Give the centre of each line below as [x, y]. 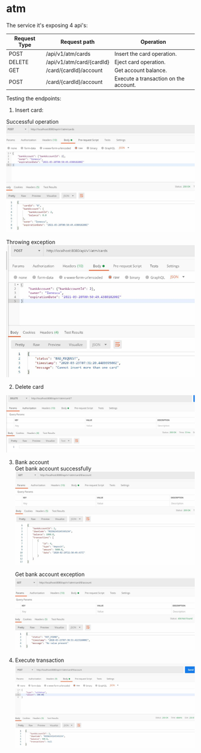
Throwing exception [31, 242]
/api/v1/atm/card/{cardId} [77, 62]
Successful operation [32, 121]
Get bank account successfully [53, 468]
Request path [78, 41]
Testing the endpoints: [34, 98]
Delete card [29, 386]
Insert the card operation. [146, 53]
